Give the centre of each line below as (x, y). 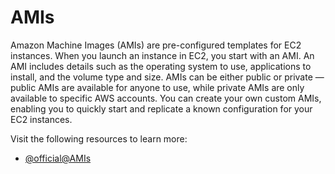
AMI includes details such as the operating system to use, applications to (161, 66)
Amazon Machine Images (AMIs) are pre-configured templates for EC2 (156, 45)
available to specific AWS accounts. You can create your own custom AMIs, (166, 98)
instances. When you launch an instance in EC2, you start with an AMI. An (162, 55)
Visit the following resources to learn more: (99, 138)
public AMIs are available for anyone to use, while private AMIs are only (157, 87)
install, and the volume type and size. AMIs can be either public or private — (167, 77)
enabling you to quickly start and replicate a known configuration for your (161, 108)
